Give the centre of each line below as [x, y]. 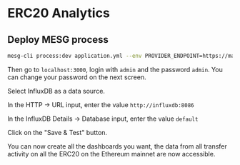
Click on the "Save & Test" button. [57, 132]
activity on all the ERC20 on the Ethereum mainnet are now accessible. [111, 154]
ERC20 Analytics [59, 13]
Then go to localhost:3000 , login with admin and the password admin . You [115, 69]
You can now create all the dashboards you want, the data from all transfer [117, 146]
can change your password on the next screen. [77, 77]
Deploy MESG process [58, 40]
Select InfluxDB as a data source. [56, 91]
